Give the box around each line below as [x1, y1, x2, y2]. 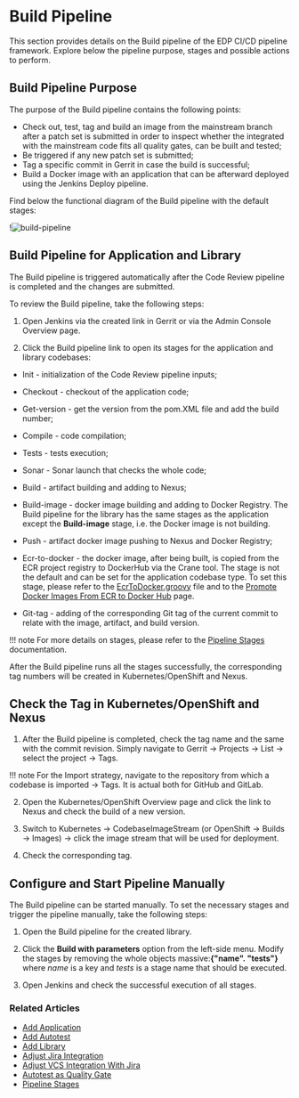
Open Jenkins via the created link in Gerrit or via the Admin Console [21, 315, 271, 326]
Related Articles [9, 1002, 80, 1014]
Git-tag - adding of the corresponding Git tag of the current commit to [21, 607, 279, 618]
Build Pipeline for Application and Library [9, 248, 242, 264]
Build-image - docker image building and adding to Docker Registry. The [21, 499, 288, 509]
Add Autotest [21, 1031, 71, 1043]
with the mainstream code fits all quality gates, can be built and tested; [21, 140, 282, 150]
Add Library [21, 1041, 66, 1052]
